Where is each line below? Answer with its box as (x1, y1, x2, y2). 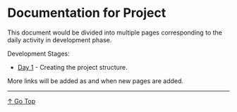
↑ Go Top (7, 97, 36, 105)
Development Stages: (7, 49, 70, 58)
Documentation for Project (7, 5, 166, 21)
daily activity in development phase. (7, 35, 112, 44)
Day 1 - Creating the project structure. (17, 63, 128, 71)
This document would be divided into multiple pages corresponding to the (7, 28, 222, 37)
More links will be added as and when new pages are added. (7, 76, 184, 85)
